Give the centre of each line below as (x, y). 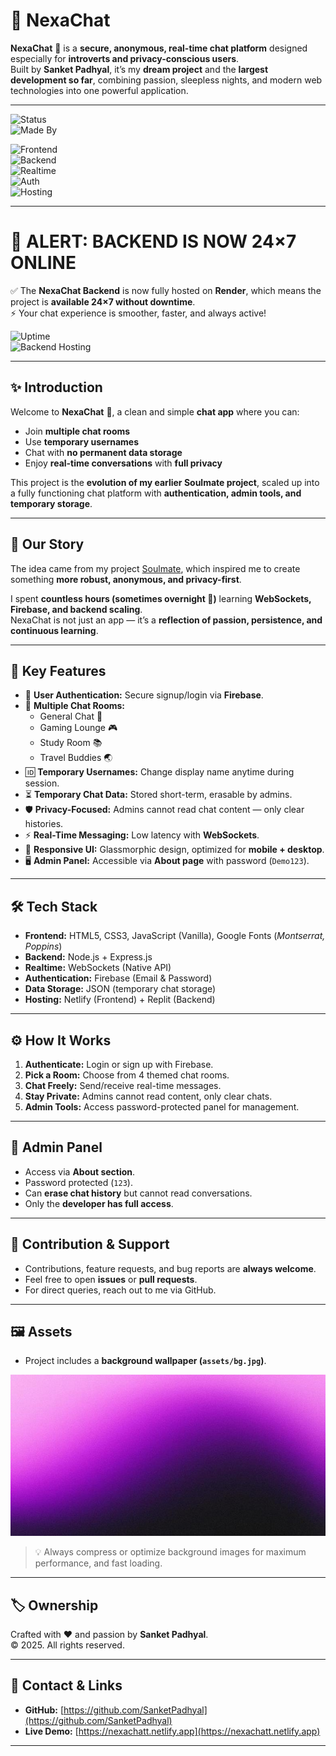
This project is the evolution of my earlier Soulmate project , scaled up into (165, 482)
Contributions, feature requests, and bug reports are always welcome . (170, 1268)
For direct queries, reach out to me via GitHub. (120, 1290)
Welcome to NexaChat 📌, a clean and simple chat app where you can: (155, 411)
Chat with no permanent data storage (103, 452)
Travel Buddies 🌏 (76, 758)
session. (42, 783)
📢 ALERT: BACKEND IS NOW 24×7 (153, 241)
